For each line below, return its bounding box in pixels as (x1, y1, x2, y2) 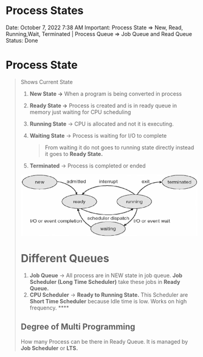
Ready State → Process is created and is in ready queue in (29, 102, 177, 109)
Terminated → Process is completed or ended (29, 162, 146, 169)
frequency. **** (29, 304, 69, 311)
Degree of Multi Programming (20, 322, 136, 332)
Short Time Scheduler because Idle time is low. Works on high (29, 298, 187, 305)
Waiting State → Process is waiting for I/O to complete (29, 132, 167, 139)
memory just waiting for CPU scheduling (29, 108, 131, 116)
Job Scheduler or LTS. (20, 344, 78, 352)
